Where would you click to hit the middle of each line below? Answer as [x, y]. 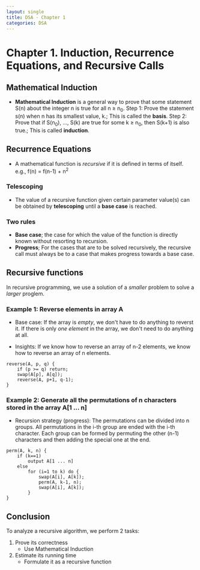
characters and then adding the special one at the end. [83, 440]
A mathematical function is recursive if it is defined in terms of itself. [99, 163]
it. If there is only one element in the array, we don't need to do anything [104, 329]
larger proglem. [26, 293]
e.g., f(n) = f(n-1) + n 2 [42, 171]
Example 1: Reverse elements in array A [65, 309]
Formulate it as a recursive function [68, 562]
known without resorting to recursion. [61, 241]
